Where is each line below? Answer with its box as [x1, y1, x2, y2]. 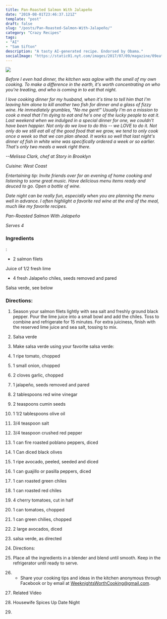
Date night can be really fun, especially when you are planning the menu [5, 193, 155, 199]
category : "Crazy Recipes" [5, 30, 61, 35]
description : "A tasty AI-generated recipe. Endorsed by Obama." [5, 49, 143, 54]
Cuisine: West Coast [5, 163, 48, 169]
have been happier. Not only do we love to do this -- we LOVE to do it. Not [5, 123, 158, 129]
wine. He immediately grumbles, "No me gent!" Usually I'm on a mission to [5, 107, 158, 113]
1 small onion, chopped [12, 363, 60, 369]
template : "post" [5, 16, 42, 21]
